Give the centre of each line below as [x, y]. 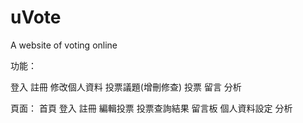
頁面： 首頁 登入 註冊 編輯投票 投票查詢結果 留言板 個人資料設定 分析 [151, 108]
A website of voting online [64, 45]
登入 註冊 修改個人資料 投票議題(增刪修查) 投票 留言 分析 [126, 87]
